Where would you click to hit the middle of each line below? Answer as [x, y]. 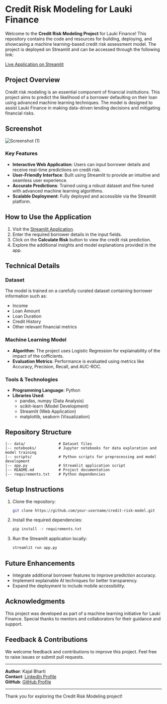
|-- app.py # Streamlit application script [65, 465]
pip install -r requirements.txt [47, 529]
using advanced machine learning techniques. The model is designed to [79, 102]
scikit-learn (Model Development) [54, 406]
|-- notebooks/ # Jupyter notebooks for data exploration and [81, 448]
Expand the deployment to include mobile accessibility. [69, 586]
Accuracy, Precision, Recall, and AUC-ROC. [57, 366]
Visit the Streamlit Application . [43, 229]
